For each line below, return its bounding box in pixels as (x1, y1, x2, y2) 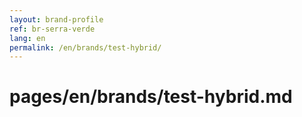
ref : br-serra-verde (9, 24, 96, 34)
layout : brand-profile (9, 14, 104, 25)
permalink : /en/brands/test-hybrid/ (9, 42, 162, 53)
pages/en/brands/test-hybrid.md (9, 86, 293, 108)
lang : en (9, 33, 46, 43)
